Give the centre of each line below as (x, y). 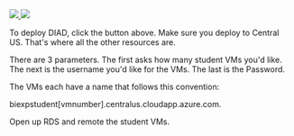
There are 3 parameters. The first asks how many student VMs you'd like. (146, 59)
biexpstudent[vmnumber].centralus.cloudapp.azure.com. (115, 104)
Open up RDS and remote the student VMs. (89, 122)
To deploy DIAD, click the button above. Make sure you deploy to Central (144, 32)
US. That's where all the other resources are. (92, 42)
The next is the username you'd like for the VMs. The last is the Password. (147, 69)
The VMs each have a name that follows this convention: (115, 86)
